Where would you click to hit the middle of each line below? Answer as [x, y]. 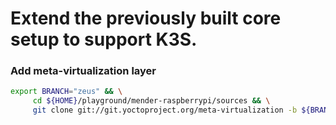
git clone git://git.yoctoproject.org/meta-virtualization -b [165, 110]
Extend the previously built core [146, 18]
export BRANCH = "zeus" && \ [66, 92]
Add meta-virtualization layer [83, 71]
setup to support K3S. [104, 39]
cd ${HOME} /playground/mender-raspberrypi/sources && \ [151, 101]
